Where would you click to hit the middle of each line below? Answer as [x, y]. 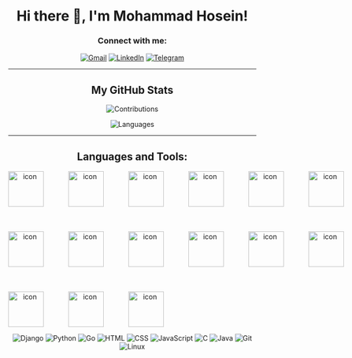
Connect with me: [132, 41]
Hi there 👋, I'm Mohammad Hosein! [132, 16]
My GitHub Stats [132, 90]
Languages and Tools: [132, 157]
